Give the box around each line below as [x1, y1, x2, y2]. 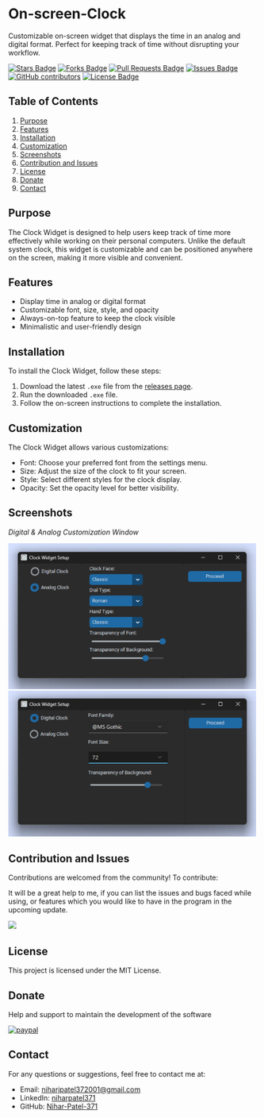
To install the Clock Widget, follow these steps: [8, 366, 162, 376]
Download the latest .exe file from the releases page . [19, 382, 193, 391]
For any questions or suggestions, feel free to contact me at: [8, 1069, 206, 1078]
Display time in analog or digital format [19, 297, 147, 306]
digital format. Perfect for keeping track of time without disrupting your [8, 39, 239, 48]
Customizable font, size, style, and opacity [19, 305, 159, 314]
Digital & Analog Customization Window [8, 527, 140, 537]
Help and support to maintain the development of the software [8, 1009, 212, 1019]
